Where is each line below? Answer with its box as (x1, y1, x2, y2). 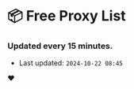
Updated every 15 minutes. (7, 41, 113, 52)
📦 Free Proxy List (7, 7, 126, 25)
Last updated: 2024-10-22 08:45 (18, 58, 124, 68)
